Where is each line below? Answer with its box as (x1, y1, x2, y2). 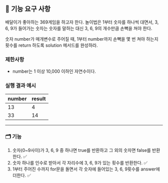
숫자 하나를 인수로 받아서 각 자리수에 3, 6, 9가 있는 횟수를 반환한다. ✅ (12, 159, 148, 165)
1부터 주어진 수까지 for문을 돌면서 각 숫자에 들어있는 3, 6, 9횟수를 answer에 (12, 166, 160, 172)
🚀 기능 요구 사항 (5, 5, 51, 14)
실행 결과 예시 (5, 82, 36, 89)
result (31, 95, 46, 102)
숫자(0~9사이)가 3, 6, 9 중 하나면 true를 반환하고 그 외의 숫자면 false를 (12, 147, 151, 153)
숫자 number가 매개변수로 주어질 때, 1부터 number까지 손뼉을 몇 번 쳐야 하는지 (5, 36, 158, 42)
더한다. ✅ (12, 172, 31, 178)
